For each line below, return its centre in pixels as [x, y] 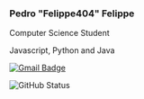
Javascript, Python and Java [62, 50]
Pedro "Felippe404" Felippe [72, 13]
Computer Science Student [59, 33]
